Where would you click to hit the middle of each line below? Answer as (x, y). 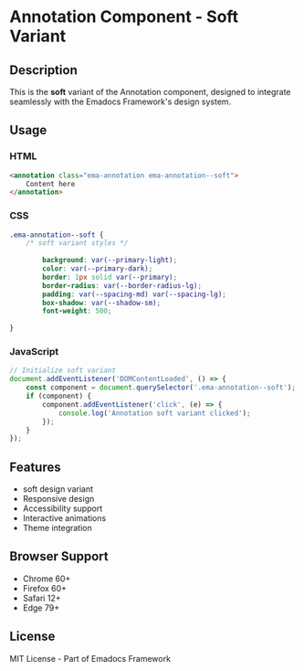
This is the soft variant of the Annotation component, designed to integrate (150, 92)
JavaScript (34, 352)
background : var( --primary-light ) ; (110, 261)
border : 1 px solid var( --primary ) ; (110, 277)
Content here (51, 184)
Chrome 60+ (47, 579)
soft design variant (58, 489)
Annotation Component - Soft (124, 17)
